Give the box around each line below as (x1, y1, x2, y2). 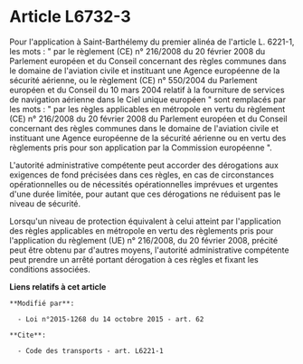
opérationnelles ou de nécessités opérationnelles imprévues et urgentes (9, 178, 279, 189)
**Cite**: (9, 330, 47, 340)
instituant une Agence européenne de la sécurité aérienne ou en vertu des (9, 132, 287, 143)
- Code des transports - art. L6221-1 (17, 346, 165, 355)
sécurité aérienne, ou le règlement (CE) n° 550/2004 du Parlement (9, 74, 258, 85)
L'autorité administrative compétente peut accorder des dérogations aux (9, 159, 279, 170)
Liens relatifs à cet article (9, 281, 107, 292)
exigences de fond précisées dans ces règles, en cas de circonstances (9, 169, 274, 180)
